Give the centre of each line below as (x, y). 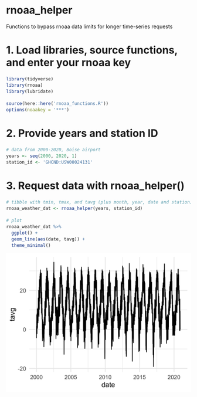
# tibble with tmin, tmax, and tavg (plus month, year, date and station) (99, 202)
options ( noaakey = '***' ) (38, 110)
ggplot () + (25, 233)
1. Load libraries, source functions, (92, 50)
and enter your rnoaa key (69, 63)
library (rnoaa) (25, 85)
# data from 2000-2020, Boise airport (53, 150)
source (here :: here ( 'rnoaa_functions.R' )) (57, 104)
